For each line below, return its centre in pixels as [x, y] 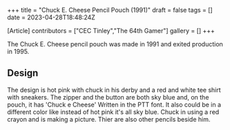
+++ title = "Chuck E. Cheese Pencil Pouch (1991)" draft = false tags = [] [110, 10]
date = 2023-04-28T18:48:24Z [51, 17]
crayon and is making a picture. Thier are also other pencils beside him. [109, 119]
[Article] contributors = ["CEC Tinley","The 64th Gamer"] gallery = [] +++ [111, 31]
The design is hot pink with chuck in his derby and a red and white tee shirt [114, 90]
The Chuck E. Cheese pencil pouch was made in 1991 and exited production [115, 44]
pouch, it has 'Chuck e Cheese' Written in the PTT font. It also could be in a [114, 104]
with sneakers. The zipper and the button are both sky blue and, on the [108, 97]
